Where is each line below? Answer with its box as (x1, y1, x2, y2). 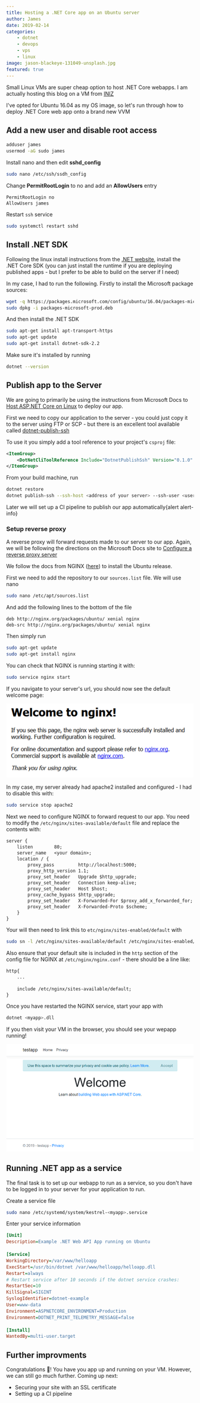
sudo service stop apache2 (6, 802, 73, 809)
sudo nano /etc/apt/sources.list (6, 593, 89, 599)
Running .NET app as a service (6, 1163, 122, 1173)
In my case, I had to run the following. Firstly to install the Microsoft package (6, 280, 193, 287)
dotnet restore (6, 486, 44, 493)
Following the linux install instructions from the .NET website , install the (6, 255, 181, 263)
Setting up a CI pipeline (14, 1390, 73, 1398)
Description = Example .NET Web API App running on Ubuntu (6, 1239, 151, 1245)
